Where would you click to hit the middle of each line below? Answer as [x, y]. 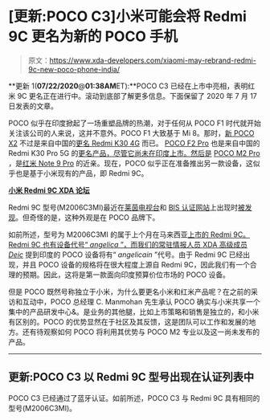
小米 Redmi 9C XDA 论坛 [49, 190]
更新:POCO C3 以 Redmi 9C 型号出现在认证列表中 [131, 377]
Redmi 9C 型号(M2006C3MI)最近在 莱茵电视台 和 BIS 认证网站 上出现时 [123, 207]
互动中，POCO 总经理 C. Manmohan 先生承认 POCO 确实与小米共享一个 [141, 301]
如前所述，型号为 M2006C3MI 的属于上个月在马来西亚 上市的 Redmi [120, 234]
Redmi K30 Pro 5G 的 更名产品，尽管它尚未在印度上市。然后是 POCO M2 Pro [134, 153]
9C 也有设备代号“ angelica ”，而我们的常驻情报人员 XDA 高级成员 [139, 244]
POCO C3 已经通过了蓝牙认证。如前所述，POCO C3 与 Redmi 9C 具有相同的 [134, 398]
